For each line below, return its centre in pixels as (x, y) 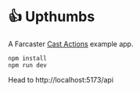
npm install (27, 58)
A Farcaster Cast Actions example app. (71, 44)
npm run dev (27, 65)
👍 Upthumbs (52, 17)
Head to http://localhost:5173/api (61, 79)
